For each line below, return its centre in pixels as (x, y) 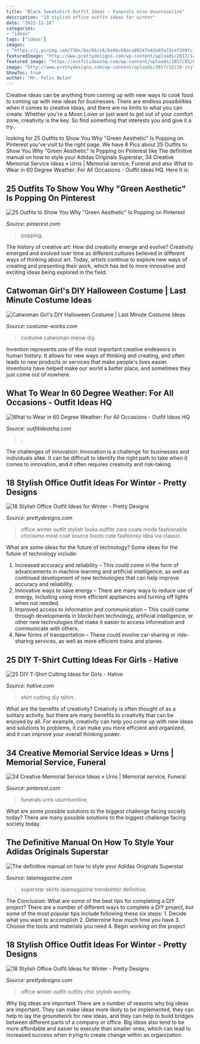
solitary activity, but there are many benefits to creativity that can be (90, 715)
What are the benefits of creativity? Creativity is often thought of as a (91, 709)
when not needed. (37, 603)
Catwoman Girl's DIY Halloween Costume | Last (96, 291)
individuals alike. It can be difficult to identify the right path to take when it (97, 458)
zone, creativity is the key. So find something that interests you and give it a (99, 120)
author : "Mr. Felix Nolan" (40, 78)
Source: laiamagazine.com (39, 878)
